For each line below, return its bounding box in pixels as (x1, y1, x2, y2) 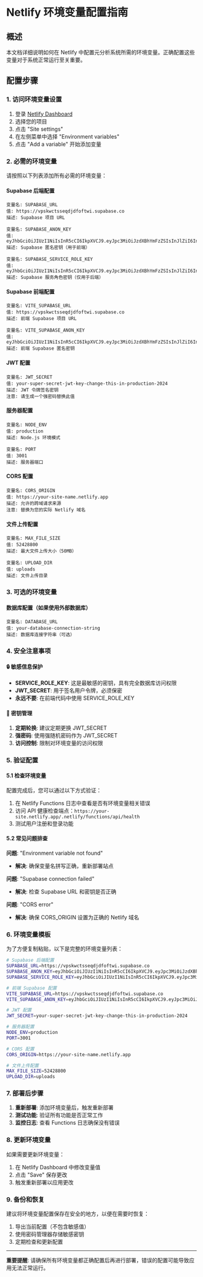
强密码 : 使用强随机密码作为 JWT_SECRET (14, 731, 118, 739)
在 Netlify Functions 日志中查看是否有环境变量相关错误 (14, 799, 151, 806)
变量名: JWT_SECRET (6, 374, 53, 380)
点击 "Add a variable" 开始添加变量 (14, 140, 101, 148)
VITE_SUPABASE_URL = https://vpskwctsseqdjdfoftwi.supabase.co (6, 990, 164, 997)
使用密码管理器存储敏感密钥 (14, 1230, 85, 1238)
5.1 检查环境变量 (6, 772, 47, 779)
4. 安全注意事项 (6, 647, 51, 655)
